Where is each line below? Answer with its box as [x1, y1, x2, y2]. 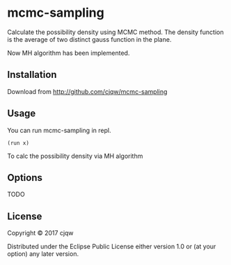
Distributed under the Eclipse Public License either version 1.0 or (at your [7, 242, 216, 251]
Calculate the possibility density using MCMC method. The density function [7, 28, 224, 36]
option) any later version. [7, 250, 79, 258]
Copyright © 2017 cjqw [7, 229, 74, 237]
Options [7, 172, 43, 184]
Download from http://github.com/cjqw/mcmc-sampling [7, 87, 168, 95]
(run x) [7, 139, 30, 147]
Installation [7, 69, 57, 81]
